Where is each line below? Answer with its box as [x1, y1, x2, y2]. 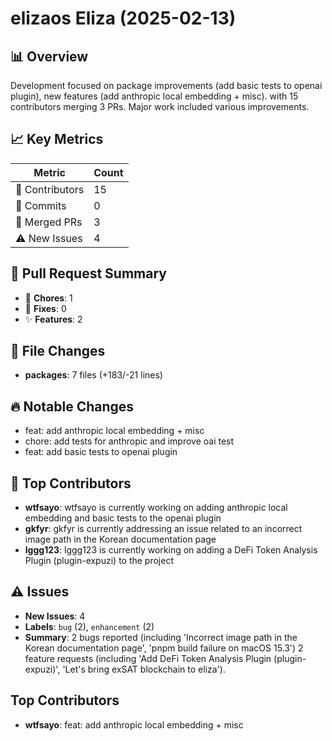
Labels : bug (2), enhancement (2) [24, 620, 155, 632]
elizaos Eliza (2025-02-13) [10, 7, 237, 30]
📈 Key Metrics [10, 131, 104, 148]
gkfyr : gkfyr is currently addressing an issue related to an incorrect [24, 523, 303, 535]
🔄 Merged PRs [15, 215, 83, 229]
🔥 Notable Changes [10, 398, 135, 415]
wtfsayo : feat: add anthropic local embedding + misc [24, 718, 244, 731]
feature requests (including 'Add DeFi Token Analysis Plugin [24, 652, 272, 664]
